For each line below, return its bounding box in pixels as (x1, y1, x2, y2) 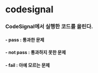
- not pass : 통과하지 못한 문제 (5, 49, 66, 56)
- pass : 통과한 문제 (5, 36, 44, 43)
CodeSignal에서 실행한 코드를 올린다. (5, 23, 93, 30)
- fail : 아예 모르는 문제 (5, 62, 50, 68)
